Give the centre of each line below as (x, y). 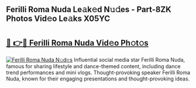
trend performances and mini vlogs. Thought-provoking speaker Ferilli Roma (98, 73)
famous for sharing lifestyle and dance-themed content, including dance (93, 66)
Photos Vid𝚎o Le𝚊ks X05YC (58, 19)
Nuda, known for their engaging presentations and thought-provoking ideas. (98, 79)
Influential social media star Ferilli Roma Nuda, (130, 60)
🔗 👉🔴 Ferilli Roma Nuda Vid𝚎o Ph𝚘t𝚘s (77, 43)
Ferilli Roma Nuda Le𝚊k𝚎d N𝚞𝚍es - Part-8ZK (89, 10)
